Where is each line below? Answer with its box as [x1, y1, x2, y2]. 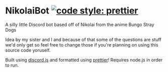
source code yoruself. [5, 47, 51, 53]
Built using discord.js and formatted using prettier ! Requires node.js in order [5, 56, 163, 62]
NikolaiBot [5, 5, 49, 16]
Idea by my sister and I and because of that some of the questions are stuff [5, 36, 161, 42]
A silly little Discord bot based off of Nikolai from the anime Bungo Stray [5, 21, 154, 27]
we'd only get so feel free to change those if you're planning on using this [5, 41, 158, 47]
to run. [5, 62, 19, 68]
